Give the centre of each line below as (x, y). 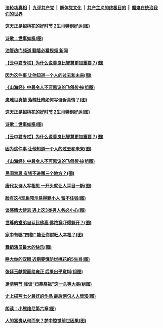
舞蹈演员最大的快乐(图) (28, 247)
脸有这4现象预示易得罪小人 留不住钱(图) (46, 198)
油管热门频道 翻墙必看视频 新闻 (37, 51)
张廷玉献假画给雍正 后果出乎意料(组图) (44, 272)
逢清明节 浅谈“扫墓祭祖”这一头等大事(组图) (49, 284)
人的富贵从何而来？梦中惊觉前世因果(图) (46, 321)
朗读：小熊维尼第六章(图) (31, 308)
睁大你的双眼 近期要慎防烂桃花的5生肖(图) (48, 259)
